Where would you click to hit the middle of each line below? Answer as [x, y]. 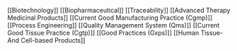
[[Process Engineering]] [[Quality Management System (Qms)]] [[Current [114, 25]
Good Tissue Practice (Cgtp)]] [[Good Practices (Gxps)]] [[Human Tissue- [115, 33]
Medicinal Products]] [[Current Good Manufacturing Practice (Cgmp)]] [110, 18]
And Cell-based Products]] [46, 40]
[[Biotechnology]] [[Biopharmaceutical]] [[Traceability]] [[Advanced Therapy [119, 10]
